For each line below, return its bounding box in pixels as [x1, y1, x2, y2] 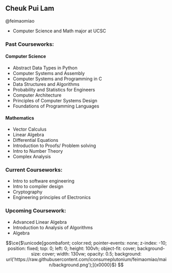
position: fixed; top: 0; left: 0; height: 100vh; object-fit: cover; [7, 245, 137, 251]
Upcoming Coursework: [5, 207, 66, 214]
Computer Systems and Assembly [12, 70, 85, 76]
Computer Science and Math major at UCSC [12, 28, 106, 34]
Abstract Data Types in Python [12, 64, 78, 71]
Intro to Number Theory [12, 148, 63, 154]
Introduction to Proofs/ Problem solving [12, 142, 97, 149]
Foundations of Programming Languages [12, 103, 100, 109]
